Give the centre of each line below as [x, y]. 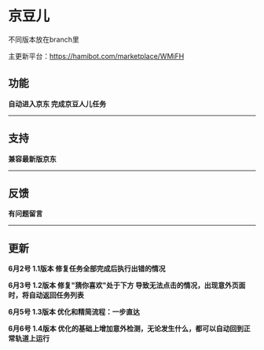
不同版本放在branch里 [44, 39]
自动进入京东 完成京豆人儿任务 [57, 104]
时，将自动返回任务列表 [46, 295]
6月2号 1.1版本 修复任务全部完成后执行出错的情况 [87, 269]
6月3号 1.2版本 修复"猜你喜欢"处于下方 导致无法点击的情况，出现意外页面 [127, 286]
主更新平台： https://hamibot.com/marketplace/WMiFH [96, 56]
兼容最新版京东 [32, 159]
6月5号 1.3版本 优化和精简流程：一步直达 [74, 312]
